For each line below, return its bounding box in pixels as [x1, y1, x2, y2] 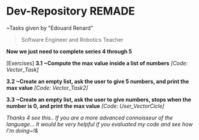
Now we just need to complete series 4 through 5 [6, 47, 132, 55]
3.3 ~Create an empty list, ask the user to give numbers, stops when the [6, 96, 192, 103]
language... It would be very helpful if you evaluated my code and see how [6, 120, 193, 128]
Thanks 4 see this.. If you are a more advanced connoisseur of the [6, 114, 174, 121]
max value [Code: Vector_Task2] [6, 84, 88, 92]
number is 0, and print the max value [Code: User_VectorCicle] [6, 102, 165, 110]
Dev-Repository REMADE [6, 4, 135, 18]
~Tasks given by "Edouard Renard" [6, 24, 94, 32]
